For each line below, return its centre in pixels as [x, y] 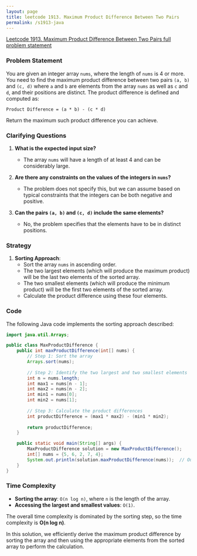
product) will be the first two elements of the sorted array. [93, 289]
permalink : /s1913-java [35, 22]
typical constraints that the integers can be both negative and [98, 195]
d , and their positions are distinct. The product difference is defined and [93, 92]
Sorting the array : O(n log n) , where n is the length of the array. [92, 498]
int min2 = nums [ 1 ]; [52, 400]
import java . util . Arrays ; [38, 335]
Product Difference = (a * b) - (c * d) [56, 109]
